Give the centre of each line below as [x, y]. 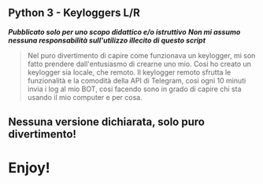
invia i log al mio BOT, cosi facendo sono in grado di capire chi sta [134, 89]
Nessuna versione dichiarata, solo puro [106, 122]
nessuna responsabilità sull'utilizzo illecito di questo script [107, 40]
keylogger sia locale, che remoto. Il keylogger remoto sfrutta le [129, 72]
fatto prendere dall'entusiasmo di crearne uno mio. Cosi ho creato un [139, 64]
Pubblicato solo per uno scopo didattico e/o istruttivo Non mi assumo [124, 31]
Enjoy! [30, 168]
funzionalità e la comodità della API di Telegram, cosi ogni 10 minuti [137, 80]
